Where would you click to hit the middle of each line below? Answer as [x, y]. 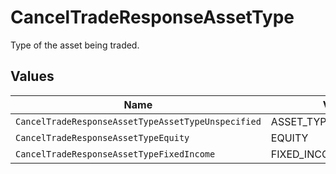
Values [32, 76]
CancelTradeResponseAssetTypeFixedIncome [115, 154]
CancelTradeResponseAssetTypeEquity [102, 137]
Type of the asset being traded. [75, 45]
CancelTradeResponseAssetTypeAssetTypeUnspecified [138, 121]
